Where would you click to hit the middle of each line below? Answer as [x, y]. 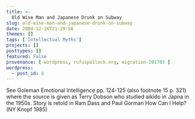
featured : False [26, 56]
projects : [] [22, 46]
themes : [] [20, 34]
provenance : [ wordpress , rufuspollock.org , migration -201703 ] [88, 62]
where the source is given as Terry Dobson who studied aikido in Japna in [97, 97]
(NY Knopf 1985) [27, 109]
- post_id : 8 [28, 73]
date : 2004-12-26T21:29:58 [40, 29]
